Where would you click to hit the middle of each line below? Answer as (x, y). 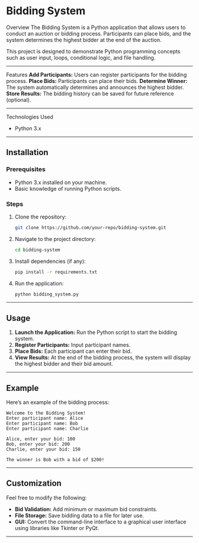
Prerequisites (26, 169)
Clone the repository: (41, 217)
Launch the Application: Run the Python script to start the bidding (96, 332)
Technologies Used (30, 117)
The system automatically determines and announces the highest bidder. (95, 87)
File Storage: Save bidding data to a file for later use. (79, 515)
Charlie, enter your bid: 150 (44, 449)
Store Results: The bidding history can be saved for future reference (90, 94)
